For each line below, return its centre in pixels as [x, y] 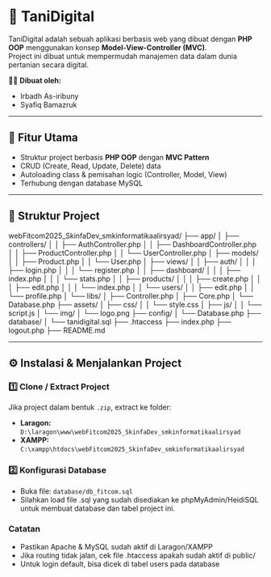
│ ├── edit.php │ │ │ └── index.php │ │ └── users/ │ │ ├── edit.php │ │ [132, 287]
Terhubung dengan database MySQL [81, 183]
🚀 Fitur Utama [43, 138]
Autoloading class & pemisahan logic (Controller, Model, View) [123, 174]
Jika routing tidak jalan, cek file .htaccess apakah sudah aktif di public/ [138, 555]
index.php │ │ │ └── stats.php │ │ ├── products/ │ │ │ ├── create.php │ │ [135, 278]
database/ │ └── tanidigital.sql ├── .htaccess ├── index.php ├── [120, 321]
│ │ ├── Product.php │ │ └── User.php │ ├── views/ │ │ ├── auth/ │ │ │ [132, 261]
